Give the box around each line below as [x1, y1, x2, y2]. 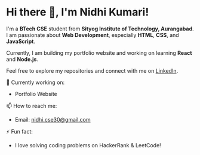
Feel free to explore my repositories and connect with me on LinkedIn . [6, 67, 179, 74]
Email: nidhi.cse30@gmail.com [14, 116, 91, 123]
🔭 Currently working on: [6, 79, 65, 86]
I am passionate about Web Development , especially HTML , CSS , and [6, 31, 179, 38]
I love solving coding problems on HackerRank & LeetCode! [14, 141, 161, 148]
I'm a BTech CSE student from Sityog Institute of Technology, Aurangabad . [6, 25, 194, 32]
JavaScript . [6, 38, 36, 45]
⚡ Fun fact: [6, 128, 33, 135]
